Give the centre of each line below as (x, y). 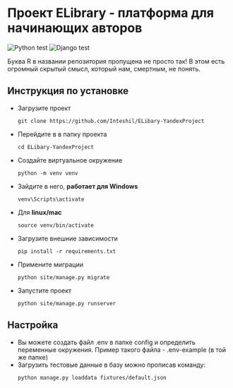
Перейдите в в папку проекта (62, 134)
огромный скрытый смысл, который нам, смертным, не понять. (104, 69)
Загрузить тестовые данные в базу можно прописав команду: (112, 365)
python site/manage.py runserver (67, 303)
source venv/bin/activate (55, 225)
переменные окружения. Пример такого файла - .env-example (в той (122, 349)
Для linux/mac (40, 212)
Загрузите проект (44, 108)
